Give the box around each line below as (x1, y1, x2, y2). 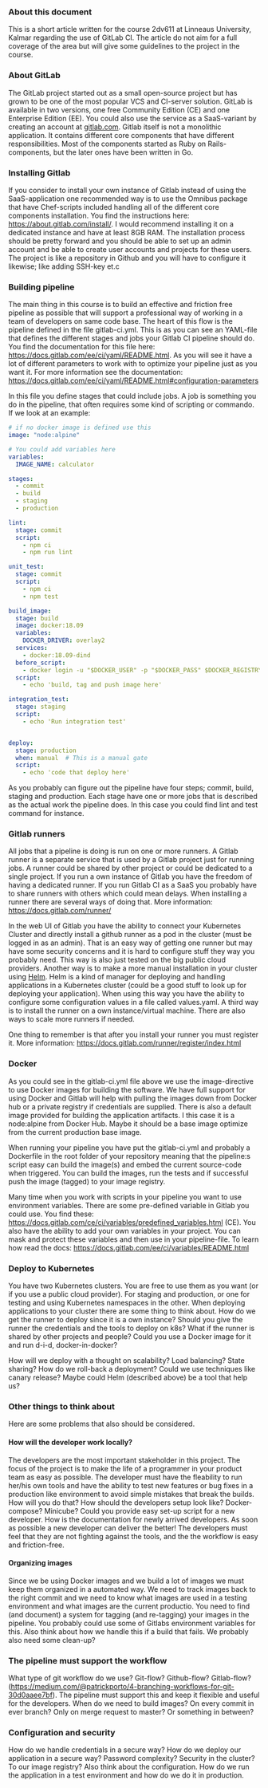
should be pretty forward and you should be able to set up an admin (8, 236, 232, 246)
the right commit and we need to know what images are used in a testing (8, 1593, 247, 1602)
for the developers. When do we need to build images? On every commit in (8, 1699, 254, 1708)
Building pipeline (8, 282, 75, 293)
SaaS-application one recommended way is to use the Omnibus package (8, 194, 248, 203)
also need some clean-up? (8, 1635, 96, 1644)
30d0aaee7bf (8, 1690, 53, 1700)
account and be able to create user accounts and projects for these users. (8, 244, 253, 254)
